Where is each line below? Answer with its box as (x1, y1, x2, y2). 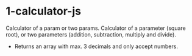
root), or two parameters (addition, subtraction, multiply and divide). (5, 30, 176, 38)
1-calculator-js (5, 4, 82, 18)
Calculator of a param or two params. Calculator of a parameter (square (5, 24, 187, 32)
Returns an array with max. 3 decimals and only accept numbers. (14, 43, 178, 50)
